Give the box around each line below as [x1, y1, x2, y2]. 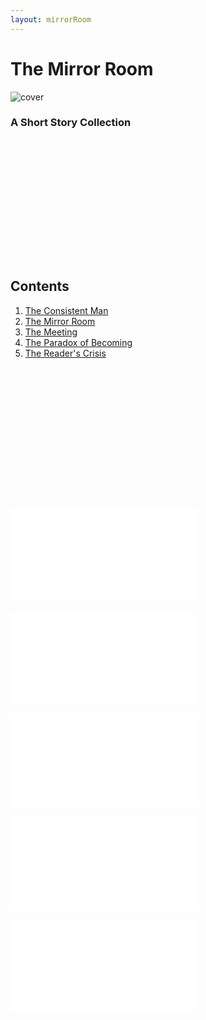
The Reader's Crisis [24, 347, 107, 359]
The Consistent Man [24, 304, 109, 316]
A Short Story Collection [10, 116, 132, 130]
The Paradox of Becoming [24, 336, 133, 348]
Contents [10, 278, 70, 295]
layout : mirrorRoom [10, 14, 92, 25]
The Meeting [24, 326, 78, 338]
